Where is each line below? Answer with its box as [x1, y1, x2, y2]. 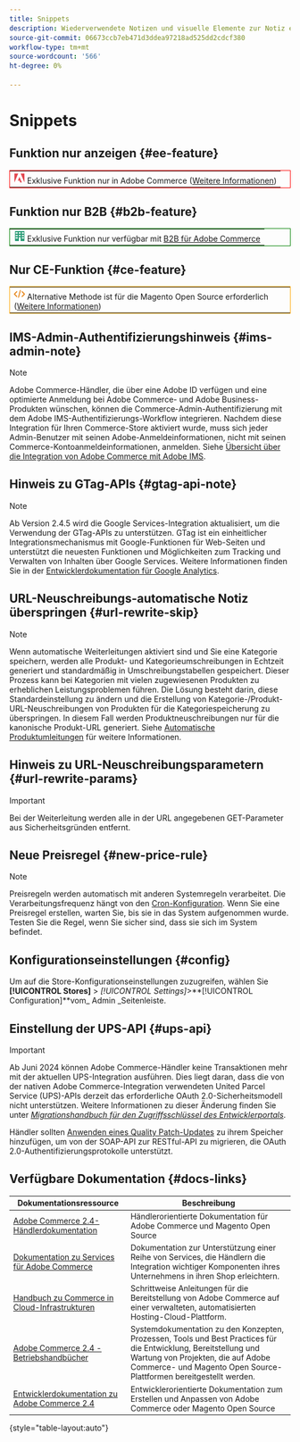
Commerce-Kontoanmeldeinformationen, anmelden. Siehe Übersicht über [9, 442, 281, 453]
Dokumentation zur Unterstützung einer [130, 1242, 277, 1253]
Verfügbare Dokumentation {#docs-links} [9, 1171, 247, 1187]
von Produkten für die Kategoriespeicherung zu [95, 703, 271, 713]
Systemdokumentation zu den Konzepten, [130, 1324, 284, 1335]
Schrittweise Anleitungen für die [130, 1283, 249, 1294]
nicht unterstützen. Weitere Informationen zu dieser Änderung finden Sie [9, 1099, 277, 1111]
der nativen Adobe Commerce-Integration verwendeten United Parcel [9, 1080, 266, 1091]
